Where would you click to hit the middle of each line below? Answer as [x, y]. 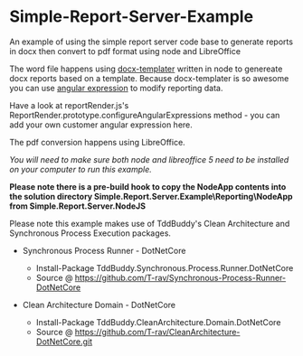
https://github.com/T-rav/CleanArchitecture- [157, 332]
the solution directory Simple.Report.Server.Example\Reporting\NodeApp [151, 196]
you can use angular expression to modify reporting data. [116, 88]
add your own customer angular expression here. [101, 125]
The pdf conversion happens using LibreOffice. [97, 142]
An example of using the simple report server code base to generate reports [151, 42]
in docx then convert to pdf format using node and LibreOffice [125, 51]
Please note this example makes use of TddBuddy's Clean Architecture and [150, 223]
